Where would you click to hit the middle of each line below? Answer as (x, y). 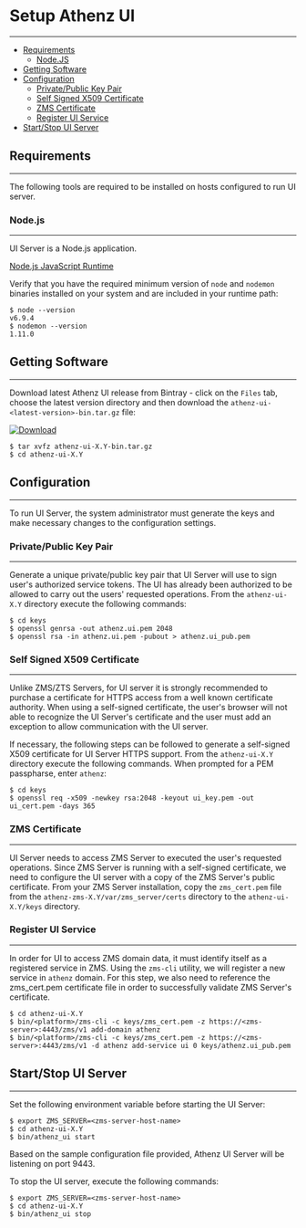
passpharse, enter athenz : (58, 773)
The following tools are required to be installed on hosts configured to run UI (153, 186)
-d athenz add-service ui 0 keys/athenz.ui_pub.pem (191, 1045)
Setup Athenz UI (72, 16)
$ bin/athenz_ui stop (51, 1214)
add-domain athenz (126, 1029)
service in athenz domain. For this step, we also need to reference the (140, 977)
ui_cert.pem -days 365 (52, 806)
